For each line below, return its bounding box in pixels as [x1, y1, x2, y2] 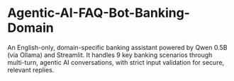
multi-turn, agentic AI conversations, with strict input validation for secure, [7, 58, 225, 66]
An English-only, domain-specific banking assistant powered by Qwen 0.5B [7, 43, 228, 51]
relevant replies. [7, 66, 55, 74]
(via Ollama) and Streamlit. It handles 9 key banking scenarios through [7, 51, 213, 59]
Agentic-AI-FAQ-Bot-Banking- [7, 5, 190, 21]
